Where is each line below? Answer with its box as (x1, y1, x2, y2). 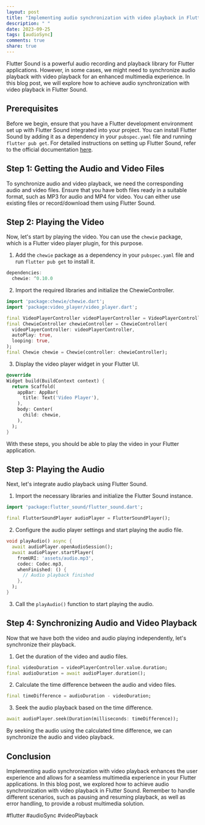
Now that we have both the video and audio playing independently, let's (6, 634, 187, 642)
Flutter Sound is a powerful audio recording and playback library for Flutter (6, 59, 195, 67)
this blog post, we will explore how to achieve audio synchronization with (6, 79, 190, 86)
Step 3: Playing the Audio (6, 464, 105, 475)
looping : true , (12, 338, 51, 344)
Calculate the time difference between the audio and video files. (15, 681, 176, 689)
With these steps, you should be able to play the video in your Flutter (6, 440, 179, 447)
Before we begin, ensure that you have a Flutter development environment (6, 120, 193, 127)
